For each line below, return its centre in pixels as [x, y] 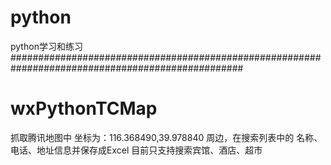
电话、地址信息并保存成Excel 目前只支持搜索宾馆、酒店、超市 [136, 150]
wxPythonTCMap [84, 108]
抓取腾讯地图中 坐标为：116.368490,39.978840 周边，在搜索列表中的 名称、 [166, 137]
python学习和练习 [46, 46]
